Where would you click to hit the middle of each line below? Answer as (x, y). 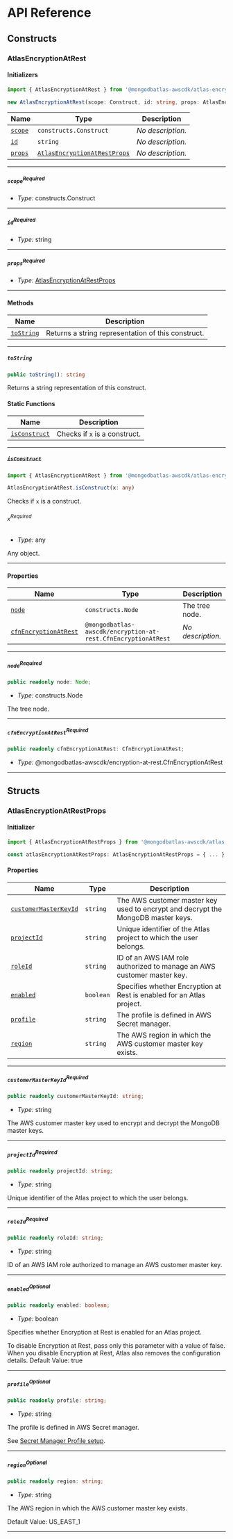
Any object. (24, 554)
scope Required (26, 180)
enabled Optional (29, 1288)
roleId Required (28, 1220)
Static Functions (31, 403)
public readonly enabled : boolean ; (59, 1305)
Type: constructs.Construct (56, 198)
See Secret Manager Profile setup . (57, 1441)
